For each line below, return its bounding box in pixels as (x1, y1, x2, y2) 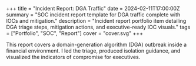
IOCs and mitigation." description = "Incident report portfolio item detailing (6, 18, 187, 24)
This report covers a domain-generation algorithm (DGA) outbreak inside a (6, 41, 187, 48)
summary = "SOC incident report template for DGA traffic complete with (6, 11, 181, 18)
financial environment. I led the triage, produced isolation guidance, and (6, 47, 181, 54)
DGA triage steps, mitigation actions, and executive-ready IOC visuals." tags (6, 23, 191, 30)
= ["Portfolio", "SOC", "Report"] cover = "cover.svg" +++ (6, 30, 143, 37)
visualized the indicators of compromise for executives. (6, 54, 141, 60)
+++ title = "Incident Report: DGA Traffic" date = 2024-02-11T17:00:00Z (6, 5, 181, 12)
